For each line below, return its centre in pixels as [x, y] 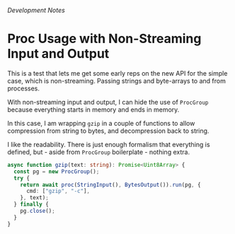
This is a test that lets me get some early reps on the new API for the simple [117, 73]
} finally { [31, 204]
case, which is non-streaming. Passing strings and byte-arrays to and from [117, 81]
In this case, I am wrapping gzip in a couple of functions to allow [101, 123]
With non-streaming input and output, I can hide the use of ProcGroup [108, 102]
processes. [24, 88]
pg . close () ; [38, 211]
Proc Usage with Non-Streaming [104, 39]
